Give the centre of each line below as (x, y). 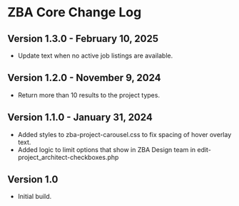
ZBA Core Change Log (75, 12)
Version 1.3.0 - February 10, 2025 (83, 39)
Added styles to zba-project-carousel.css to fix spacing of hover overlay (124, 134)
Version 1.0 (33, 179)
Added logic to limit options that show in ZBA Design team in (107, 149)
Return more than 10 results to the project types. (89, 95)
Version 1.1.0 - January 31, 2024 (80, 118)
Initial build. (35, 197)
